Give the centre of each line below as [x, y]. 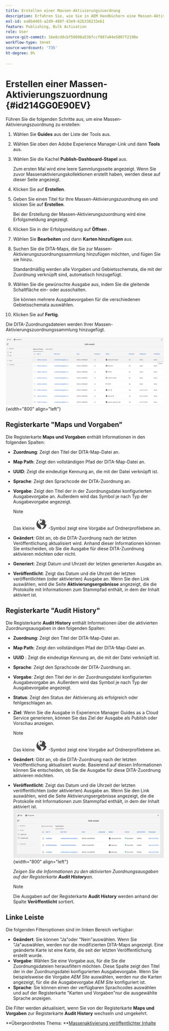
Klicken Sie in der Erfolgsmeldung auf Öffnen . [61, 230]
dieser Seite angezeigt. [37, 180]
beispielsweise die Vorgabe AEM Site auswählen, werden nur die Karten [87, 977]
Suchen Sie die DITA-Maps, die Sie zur [53, 249]
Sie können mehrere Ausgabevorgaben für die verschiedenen [77, 300]
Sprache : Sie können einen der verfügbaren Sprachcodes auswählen [84, 987]
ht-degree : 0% [21, 53]
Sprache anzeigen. [32, 998]
